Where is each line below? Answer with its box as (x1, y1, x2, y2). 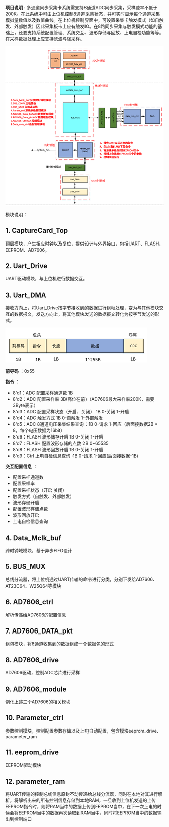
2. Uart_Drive (5, 262, 48, 270)
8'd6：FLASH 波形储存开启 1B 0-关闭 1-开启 (12, 434, 103, 440)
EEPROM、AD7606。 (5, 247, 49, 253)
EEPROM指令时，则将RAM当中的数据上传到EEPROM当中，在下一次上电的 (5, 804, 157, 810)
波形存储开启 (12, 500, 39, 506)
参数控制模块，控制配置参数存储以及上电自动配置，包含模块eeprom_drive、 (5, 727, 162, 734)
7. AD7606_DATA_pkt (5, 626, 73, 635)
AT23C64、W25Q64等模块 (5, 582, 61, 589)
